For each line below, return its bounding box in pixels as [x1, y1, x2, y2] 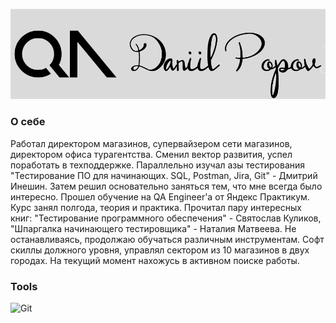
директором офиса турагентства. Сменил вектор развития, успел [10, 148, 293, 160]
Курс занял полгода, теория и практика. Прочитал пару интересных [10, 201, 302, 213]
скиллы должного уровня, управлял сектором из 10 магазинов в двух [10, 244, 310, 256]
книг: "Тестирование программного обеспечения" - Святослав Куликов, [10, 212, 322, 224]
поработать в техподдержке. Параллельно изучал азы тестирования [10, 159, 306, 171]
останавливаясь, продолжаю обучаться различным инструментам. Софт [10, 233, 325, 245]
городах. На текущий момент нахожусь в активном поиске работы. [10, 254, 300, 266]
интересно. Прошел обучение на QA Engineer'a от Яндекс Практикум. [10, 190, 310, 203]
